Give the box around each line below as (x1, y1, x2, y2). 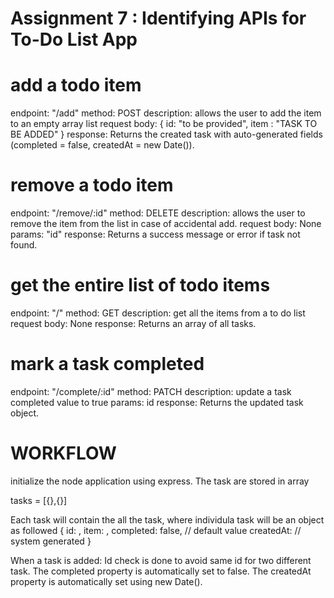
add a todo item (10, 74, 142, 97)
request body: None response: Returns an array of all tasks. (10, 318, 257, 329)
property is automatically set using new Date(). (10, 575, 203, 587)
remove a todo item (10, 174, 174, 197)
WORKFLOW (10, 442, 117, 465)
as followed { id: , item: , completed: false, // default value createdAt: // (10, 524, 302, 536)
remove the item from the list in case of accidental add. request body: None (10, 218, 322, 230)
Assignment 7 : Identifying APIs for (10, 7, 307, 30)
